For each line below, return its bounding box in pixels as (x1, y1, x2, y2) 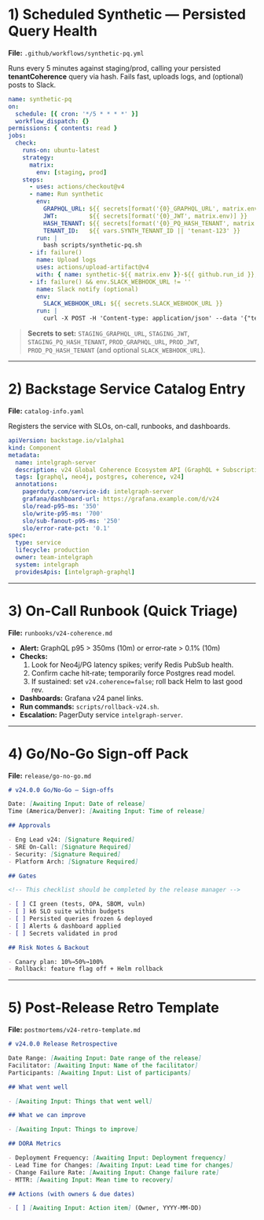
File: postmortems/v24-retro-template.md (8, 1025, 141, 1035)
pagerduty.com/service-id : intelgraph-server (22, 488, 174, 496)
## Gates (8, 872, 37, 880)
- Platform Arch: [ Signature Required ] (8, 858, 139, 866)
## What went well (8, 1083, 68, 1091)
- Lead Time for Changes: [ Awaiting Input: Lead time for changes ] (8, 1161, 234, 1169)
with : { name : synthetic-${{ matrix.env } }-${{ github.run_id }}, (36, 270, 258, 278)
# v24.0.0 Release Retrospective (8, 1040, 118, 1048)
